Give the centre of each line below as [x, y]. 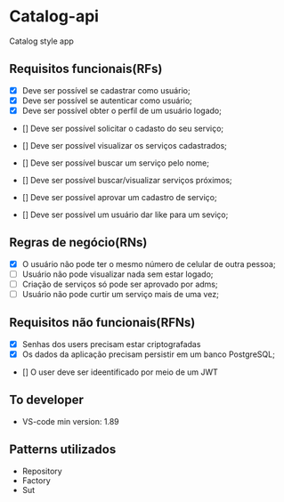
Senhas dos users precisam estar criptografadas [111, 344]
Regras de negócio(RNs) [78, 243]
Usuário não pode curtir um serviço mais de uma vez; [121, 294]
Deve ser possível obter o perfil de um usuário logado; [122, 110]
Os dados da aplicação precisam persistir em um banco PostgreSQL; [149, 354]
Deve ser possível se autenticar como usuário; [107, 101]
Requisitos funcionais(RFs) [86, 69]
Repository [42, 471]
